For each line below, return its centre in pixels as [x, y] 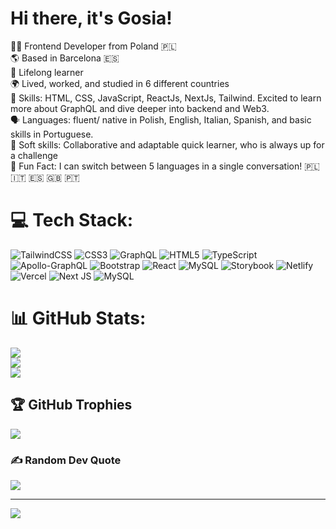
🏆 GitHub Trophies [71, 405]
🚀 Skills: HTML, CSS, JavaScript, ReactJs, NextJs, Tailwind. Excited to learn [166, 98]
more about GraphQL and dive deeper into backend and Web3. [140, 108]
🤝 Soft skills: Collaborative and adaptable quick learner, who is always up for [167, 144]
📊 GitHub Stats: [78, 318]
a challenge [34, 155]
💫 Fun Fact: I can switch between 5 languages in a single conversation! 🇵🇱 [165, 166]
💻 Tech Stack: [72, 220]
